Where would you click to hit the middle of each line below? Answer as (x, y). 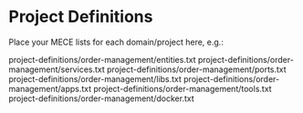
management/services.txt (57, 69)
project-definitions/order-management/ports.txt (197, 69)
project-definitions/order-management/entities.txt (103, 59)
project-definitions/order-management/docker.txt (101, 98)
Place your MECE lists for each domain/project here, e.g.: (116, 42)
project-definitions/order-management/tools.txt (183, 88)
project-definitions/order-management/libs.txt (95, 78)
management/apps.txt (50, 88)
